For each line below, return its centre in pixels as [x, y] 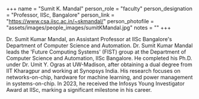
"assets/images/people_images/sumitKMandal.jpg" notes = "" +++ [89, 27]
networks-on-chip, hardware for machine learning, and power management [99, 77]
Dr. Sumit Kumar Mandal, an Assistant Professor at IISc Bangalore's [89, 39]
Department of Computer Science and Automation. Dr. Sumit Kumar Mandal [99, 45]
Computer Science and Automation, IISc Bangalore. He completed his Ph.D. [99, 58]
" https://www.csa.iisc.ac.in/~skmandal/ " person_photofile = [80, 21]
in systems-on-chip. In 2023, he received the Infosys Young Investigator [95, 83]
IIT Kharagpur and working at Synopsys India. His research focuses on [94, 71]
